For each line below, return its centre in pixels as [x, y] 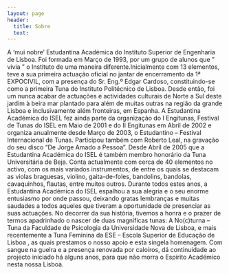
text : [21, 33]
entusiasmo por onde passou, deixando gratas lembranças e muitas [103, 199]
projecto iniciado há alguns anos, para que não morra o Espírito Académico [114, 257]
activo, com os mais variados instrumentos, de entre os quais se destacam [113, 169]
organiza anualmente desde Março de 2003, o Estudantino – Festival [104, 133]
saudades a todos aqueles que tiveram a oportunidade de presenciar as [109, 206]
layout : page [26, 13]
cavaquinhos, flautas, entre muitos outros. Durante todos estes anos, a [107, 184]
